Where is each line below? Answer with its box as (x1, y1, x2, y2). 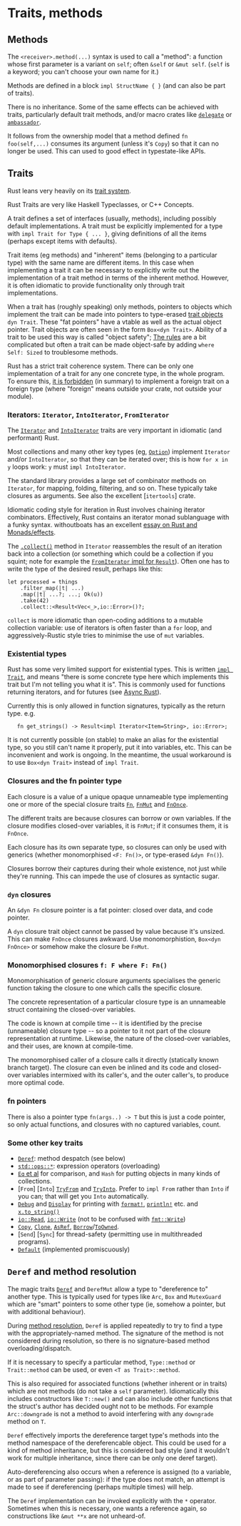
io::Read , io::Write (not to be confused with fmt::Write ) (17, 1214, 186, 1223)
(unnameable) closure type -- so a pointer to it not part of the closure (7, 1027, 211, 1035)
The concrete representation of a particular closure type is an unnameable (7, 997, 226, 1007)
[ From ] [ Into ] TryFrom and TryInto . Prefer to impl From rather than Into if (17, 1184, 230, 1193)
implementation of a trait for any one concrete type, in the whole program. (7, 369, 225, 377)
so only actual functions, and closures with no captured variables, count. (7, 1120, 221, 1129)
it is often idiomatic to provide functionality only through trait (7, 280, 185, 290)
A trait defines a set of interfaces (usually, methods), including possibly (7, 214, 217, 223)
